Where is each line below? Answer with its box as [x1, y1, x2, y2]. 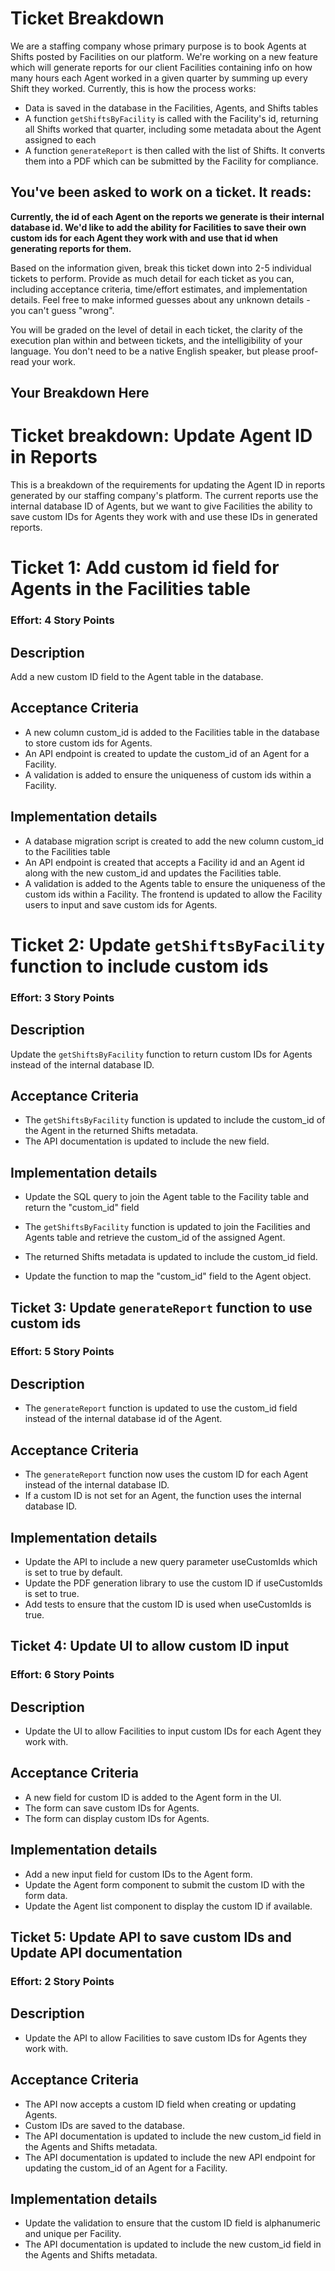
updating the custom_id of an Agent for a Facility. [24, 2162, 228, 2174]
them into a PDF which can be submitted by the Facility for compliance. [24, 155, 319, 167]
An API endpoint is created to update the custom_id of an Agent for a [24, 747, 310, 759]
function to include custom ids [10, 955, 269, 977]
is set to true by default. [24, 1566, 123, 1578]
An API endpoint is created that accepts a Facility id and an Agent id [24, 856, 305, 868]
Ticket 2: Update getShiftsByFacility [10, 933, 326, 956]
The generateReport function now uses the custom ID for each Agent [24, 1468, 309, 1481]
